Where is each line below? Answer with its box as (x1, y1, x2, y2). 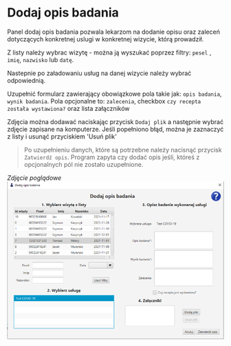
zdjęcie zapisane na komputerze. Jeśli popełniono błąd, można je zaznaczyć (7, 125, 224, 133)
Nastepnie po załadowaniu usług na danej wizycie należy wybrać (7, 69, 192, 77)
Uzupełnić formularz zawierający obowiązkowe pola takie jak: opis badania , (7, 90, 222, 98)
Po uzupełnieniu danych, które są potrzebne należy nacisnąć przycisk (23, 145, 222, 154)
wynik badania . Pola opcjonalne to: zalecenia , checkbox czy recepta (7, 96, 201, 105)
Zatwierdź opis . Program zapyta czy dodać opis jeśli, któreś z (23, 153, 200, 161)
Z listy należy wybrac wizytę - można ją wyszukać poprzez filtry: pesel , (7, 48, 212, 57)
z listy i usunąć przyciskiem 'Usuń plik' (7, 132, 117, 141)
